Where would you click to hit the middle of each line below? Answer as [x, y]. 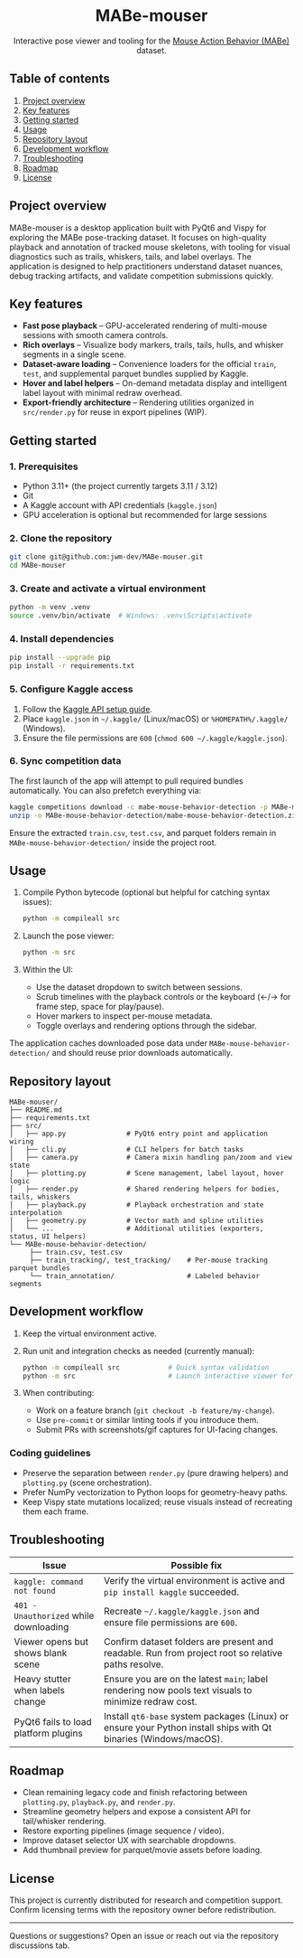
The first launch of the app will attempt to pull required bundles [126, 781]
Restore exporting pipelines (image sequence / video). [123, 1831]
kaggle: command [49, 1581]
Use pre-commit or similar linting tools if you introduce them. [147, 1420]
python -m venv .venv [50, 607]
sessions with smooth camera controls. [95, 335]
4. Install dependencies [62, 639]
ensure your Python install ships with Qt [188, 1727]
